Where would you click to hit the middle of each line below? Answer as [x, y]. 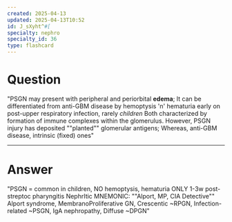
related [17, 210]
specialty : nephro [33, 33]
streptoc [19, 196]
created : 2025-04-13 [37, 13]
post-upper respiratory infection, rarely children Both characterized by [107, 113]
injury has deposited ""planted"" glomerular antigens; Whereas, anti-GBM [112, 128]
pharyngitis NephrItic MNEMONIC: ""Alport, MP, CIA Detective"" [124, 196]
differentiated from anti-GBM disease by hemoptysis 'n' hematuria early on [114, 106]
